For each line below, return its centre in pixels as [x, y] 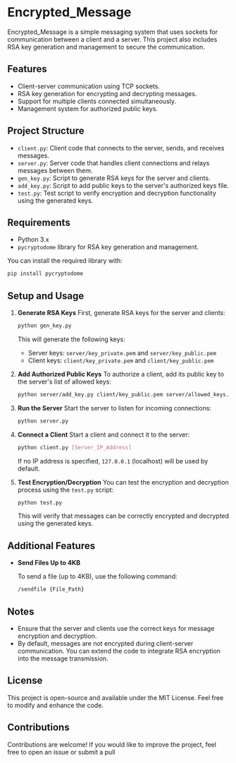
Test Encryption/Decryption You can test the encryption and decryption [123, 482]
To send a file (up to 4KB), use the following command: [97, 576]
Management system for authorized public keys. [88, 108]
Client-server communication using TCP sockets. [89, 86]
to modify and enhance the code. [56, 705]
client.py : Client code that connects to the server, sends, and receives [121, 148]
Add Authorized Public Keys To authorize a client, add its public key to [120, 374]
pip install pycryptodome [45, 274]
